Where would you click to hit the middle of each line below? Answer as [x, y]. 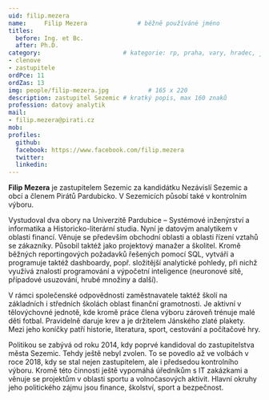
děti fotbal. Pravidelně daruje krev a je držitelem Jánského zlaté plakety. [127, 321]
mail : [17, 113]
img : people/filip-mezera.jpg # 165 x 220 [98, 90]
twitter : [30, 157]
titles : [21, 30]
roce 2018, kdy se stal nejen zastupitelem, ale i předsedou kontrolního [123, 362]
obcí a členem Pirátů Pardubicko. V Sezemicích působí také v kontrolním [128, 196]
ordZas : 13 [26, 83]
